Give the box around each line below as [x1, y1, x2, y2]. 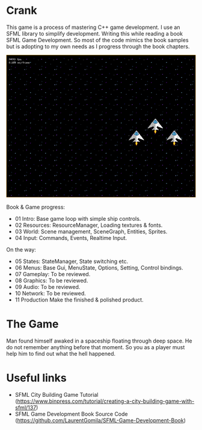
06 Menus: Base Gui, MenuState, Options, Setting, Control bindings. [14, 264, 183, 271]
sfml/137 [14, 404, 37, 411]
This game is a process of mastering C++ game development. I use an [6, 24, 180, 31]
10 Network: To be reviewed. [14, 290, 86, 297]
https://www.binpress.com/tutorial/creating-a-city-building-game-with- [17, 397, 195, 405]
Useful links [6, 372, 67, 385]
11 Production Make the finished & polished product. [14, 296, 144, 303]
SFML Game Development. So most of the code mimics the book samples [6, 36, 189, 43]
